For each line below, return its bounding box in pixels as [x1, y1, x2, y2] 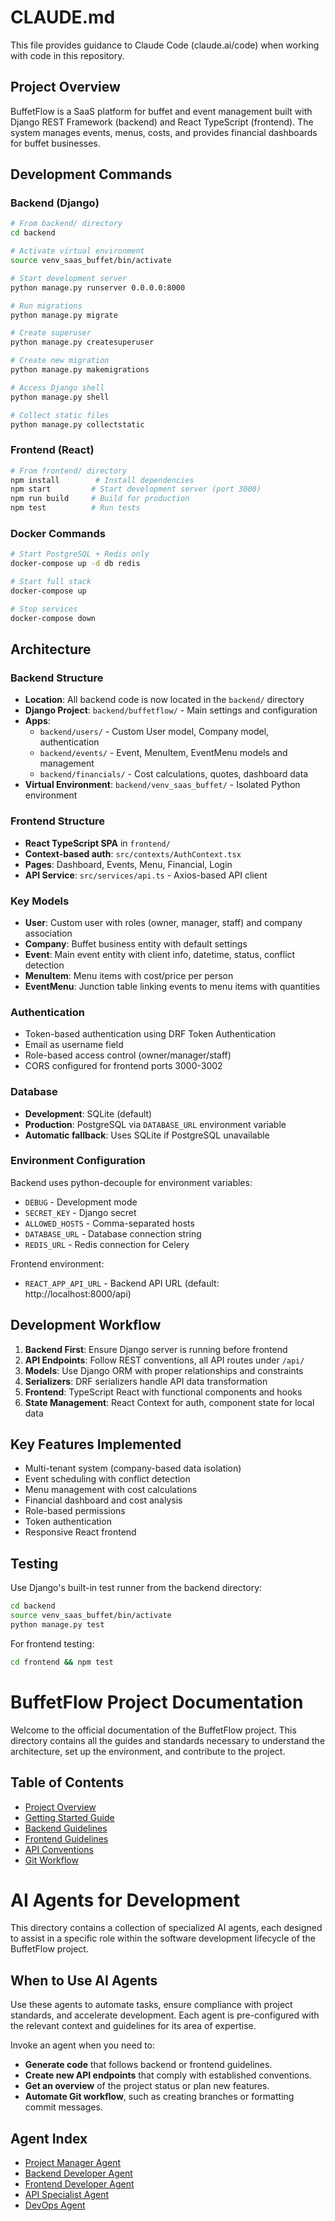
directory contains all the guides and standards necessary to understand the [10, 1734, 326, 1746]
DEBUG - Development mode [24, 1196, 138, 1208]
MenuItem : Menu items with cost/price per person [24, 969, 234, 981]
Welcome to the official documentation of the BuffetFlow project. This [10, 1724, 297, 1736]
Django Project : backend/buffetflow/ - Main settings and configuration [24, 704, 318, 716]
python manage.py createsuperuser [10, 337, 155, 348]
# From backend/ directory [10, 219, 123, 229]
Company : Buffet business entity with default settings [24, 937, 248, 950]
